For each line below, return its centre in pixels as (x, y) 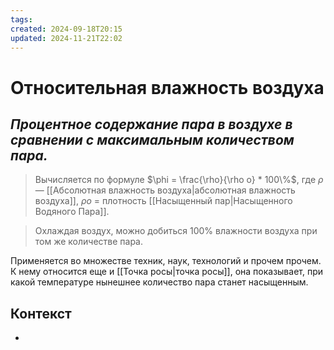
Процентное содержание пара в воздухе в (151, 124)
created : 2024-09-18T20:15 (66, 29)
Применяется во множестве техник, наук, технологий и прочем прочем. (166, 261)
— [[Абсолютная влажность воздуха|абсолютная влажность (165, 190)
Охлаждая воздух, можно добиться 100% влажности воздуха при (176, 231)
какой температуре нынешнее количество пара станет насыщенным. (159, 282)
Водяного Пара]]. (72, 212)
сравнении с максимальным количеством (152, 139)
